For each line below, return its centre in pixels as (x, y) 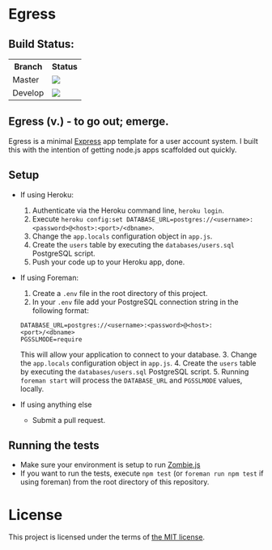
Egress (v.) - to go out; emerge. (89, 122)
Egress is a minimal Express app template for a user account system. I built (134, 141)
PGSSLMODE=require (51, 339)
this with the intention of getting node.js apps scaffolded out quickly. (123, 150)
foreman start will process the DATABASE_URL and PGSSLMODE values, (131, 380)
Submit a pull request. (69, 420)
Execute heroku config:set (78, 218)
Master (26, 80)
